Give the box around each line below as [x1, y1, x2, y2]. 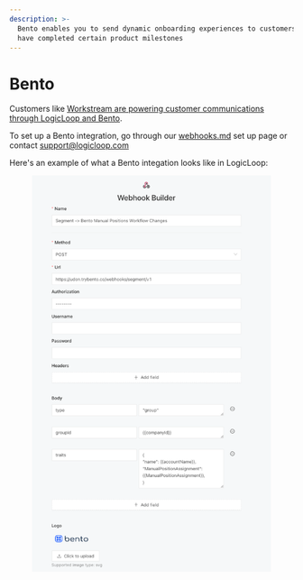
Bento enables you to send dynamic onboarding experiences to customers [17, 23, 297, 33]
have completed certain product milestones [17, 33, 183, 42]
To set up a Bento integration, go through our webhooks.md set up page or [9, 131, 288, 142]
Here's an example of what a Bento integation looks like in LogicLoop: [9, 158, 269, 169]
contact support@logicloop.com [9, 140, 129, 151]
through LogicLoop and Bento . [9, 113, 123, 124]
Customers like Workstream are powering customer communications [9, 104, 264, 115]
